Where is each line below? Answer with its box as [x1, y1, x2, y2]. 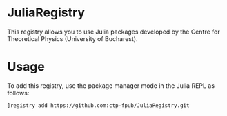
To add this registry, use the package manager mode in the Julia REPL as [7, 81, 215, 90]
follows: [7, 89, 30, 97]
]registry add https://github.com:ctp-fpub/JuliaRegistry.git [7, 102, 190, 109]
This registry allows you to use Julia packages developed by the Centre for [7, 27, 220, 36]
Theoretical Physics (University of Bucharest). [7, 34, 138, 43]
